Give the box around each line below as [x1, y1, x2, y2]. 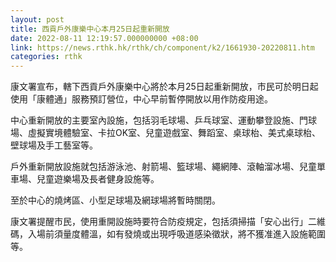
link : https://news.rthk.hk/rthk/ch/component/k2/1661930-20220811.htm [10, 42, 315, 53]
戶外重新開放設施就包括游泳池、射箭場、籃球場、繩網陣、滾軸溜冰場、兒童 [10, 161, 317, 173]
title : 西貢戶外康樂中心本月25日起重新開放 [10, 24, 170, 34]
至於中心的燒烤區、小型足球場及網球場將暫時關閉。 [10, 194, 221, 206]
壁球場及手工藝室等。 [10, 139, 98, 151]
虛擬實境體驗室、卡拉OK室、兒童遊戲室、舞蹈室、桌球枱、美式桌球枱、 [27, 127, 322, 139]
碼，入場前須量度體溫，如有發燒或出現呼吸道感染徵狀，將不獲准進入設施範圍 [10, 228, 326, 240]
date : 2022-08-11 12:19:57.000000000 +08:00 [10, 33, 199, 43]
